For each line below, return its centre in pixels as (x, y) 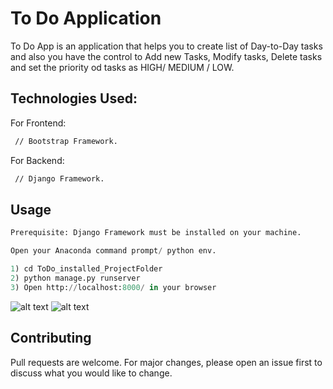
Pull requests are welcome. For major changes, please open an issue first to (166, 362)
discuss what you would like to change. (91, 373)
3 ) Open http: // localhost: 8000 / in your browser (113, 287)
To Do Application (86, 18)
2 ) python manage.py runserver (75, 278)
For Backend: (37, 160)
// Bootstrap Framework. (66, 141)
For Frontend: (38, 123)
